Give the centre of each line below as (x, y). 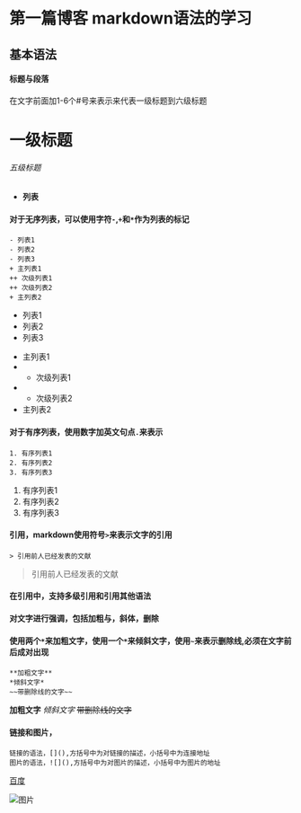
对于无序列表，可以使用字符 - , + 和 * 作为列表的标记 (100, 219)
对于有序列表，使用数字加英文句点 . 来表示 (86, 431)
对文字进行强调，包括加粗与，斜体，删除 (84, 618)
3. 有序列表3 (31, 473)
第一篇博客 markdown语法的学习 (131, 18)
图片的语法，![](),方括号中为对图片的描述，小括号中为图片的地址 (115, 763)
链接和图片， (33, 732)
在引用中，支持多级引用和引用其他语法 (80, 596)
